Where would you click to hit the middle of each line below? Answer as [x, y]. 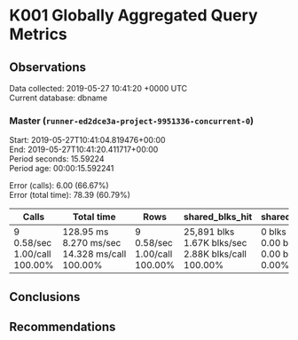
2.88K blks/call [215, 254]
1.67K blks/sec [215, 243]
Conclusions [45, 297]
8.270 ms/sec [91, 243]
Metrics [39, 34]
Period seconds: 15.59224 [57, 159]
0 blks [273, 232]
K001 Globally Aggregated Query [133, 16]
